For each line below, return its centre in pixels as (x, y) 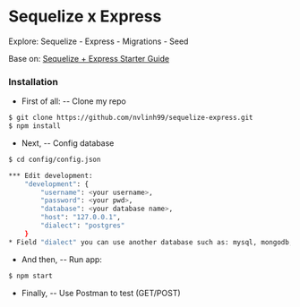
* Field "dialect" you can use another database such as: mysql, (133, 242)
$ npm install (35, 126)
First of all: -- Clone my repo (73, 101)
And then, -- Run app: (61, 259)
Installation (34, 81)
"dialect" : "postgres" (83, 226)
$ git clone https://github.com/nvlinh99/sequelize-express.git (131, 118)
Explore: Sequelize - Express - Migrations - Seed (99, 41)
